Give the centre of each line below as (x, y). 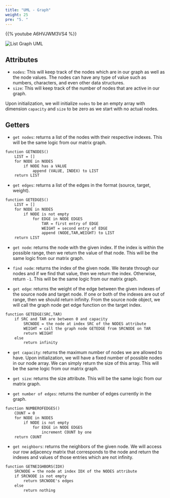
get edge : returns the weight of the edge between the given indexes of (86, 289)
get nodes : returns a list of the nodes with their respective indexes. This (87, 137)
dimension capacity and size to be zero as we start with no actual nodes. (82, 109)
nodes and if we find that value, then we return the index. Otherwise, (84, 274)
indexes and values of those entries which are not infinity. (73, 457)
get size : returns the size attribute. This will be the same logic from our (87, 378)
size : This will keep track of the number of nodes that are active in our (86, 88)
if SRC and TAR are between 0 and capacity (61, 319)
